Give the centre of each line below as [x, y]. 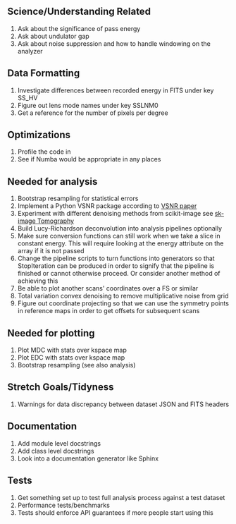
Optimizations [39, 135]
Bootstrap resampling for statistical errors [78, 199]
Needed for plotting [51, 333]
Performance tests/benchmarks [64, 505]
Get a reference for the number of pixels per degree [93, 113]
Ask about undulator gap [53, 36]
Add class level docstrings [56, 451]
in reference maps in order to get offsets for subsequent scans [108, 311]
